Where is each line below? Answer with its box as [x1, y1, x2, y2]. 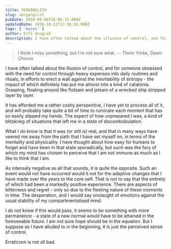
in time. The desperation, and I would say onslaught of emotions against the [5, 192, 164, 198]
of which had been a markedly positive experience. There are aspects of [5, 181, 158, 187]
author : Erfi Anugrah [5, 31, 51, 36]
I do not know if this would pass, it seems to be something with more [5, 207, 149, 213]
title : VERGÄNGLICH [5, 7, 47, 13]
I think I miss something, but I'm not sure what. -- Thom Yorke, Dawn [17, 49, 162, 56]
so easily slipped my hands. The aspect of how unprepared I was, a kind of [5, 113, 163, 119]
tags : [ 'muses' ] [5, 26, 44, 32]
